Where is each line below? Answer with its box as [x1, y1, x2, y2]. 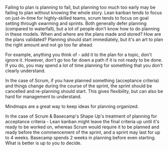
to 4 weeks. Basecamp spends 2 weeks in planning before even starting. [5, 135, 156, 140]
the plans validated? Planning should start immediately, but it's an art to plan [5, 36, 163, 42]
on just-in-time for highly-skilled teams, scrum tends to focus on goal [5, 15, 149, 21]
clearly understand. [5, 68, 46, 74]
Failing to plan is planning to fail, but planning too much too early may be [5, 5, 156, 10]
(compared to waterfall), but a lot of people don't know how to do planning [5, 26, 160, 32]
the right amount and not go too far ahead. [5, 42, 94, 47]
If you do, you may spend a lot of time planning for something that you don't [5, 63, 163, 68]
